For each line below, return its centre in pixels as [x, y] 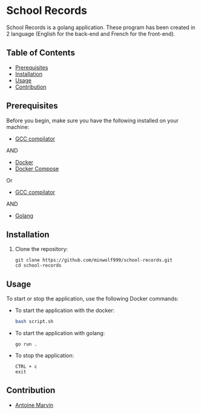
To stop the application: [44, 356]
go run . [26, 344]
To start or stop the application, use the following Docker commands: [92, 299]
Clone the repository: [41, 249]
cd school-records [38, 265]
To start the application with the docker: [65, 310]
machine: [18, 127]
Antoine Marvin [34, 405]
